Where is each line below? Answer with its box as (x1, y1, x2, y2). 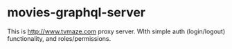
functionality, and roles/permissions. (7, 34, 111, 42)
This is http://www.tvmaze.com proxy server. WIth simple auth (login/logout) (7, 27, 226, 35)
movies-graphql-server (7, 5, 146, 20)
